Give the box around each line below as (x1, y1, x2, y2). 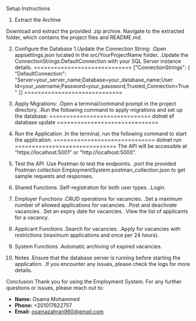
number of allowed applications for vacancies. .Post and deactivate (14, 202, 177, 209)
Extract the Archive (14, 16, 61, 23)
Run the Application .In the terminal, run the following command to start (14, 130, 187, 137)
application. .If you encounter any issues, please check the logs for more (14, 261, 190, 267)
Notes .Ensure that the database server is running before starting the (14, 254, 181, 261)
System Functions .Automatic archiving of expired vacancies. (14, 243, 163, 250)
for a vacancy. (14, 214, 49, 221)
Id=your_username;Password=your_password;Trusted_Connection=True (14, 83, 189, 90)
